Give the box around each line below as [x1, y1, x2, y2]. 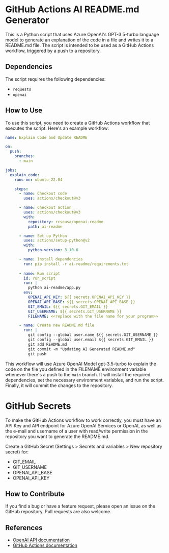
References [5, 523, 43, 532]
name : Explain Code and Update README [5, 135, 88, 140]
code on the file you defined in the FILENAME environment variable [5, 366, 147, 372]
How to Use [5, 106, 43, 115]
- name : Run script [18, 271, 60, 276]
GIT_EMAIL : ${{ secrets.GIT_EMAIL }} [27, 304, 108, 309]
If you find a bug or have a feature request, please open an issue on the [5, 503, 155, 509]
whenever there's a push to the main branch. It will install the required [5, 371, 151, 377]
